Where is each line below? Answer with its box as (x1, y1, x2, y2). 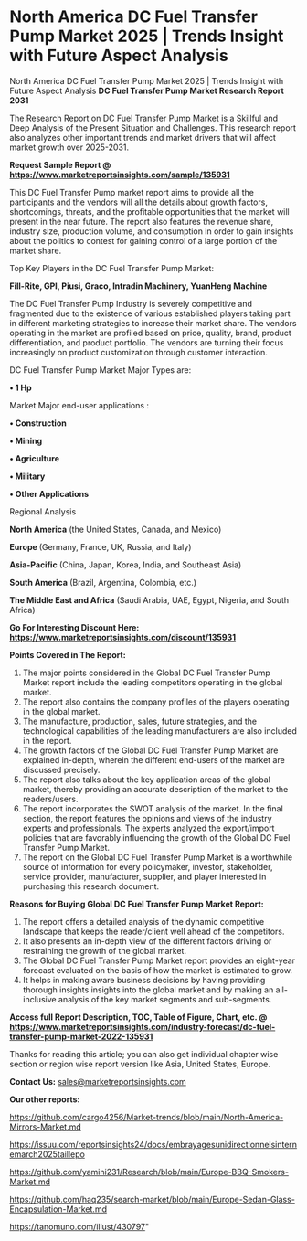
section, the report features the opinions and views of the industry (22, 812, 272, 823)
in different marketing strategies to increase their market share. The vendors (9, 317, 297, 328)
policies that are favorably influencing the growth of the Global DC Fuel (22, 832, 291, 843)
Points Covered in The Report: (9, 649, 126, 660)
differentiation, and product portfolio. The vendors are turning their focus (9, 336, 284, 348)
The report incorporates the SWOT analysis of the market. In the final (22, 802, 283, 814)
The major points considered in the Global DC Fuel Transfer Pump (22, 667, 271, 678)
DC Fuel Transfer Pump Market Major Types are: (9, 364, 192, 376)
